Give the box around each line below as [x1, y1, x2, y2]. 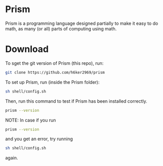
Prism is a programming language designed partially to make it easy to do [5, 20, 158, 26]
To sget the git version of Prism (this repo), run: [5, 60, 104, 66]
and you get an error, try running [5, 136, 73, 142]
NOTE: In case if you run [5, 117, 57, 123]
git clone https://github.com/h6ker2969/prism [5, 70, 105, 75]
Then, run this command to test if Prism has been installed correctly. [5, 98, 147, 104]
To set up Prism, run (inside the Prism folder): [5, 79, 100, 85]
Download [5, 44, 49, 55]
